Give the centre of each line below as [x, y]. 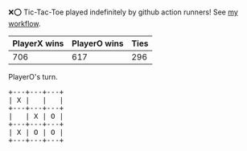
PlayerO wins [98, 43]
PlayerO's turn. [33, 77]
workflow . [25, 24]
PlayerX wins [38, 43]
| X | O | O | [36, 132]
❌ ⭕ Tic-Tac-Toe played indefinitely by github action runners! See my [123, 12]
